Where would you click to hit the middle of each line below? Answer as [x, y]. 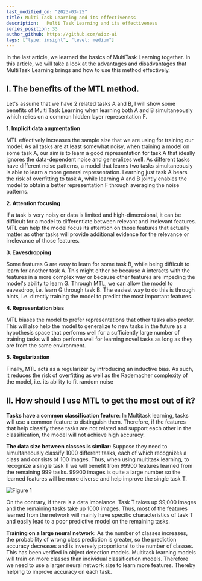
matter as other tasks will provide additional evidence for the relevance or [98, 234]
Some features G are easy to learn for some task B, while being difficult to [98, 264]
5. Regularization [28, 357]
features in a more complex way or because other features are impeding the [101, 277]
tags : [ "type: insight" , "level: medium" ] [60, 40]
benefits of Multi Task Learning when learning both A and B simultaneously [99, 110]
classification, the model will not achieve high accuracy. [75, 435]
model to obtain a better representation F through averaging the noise [93, 185]
